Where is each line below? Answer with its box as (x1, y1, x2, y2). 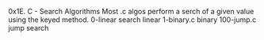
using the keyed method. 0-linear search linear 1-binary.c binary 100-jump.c (8, 15, 257, 24)
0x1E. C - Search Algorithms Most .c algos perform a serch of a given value (8, 7, 254, 16)
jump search (8, 24, 49, 32)
